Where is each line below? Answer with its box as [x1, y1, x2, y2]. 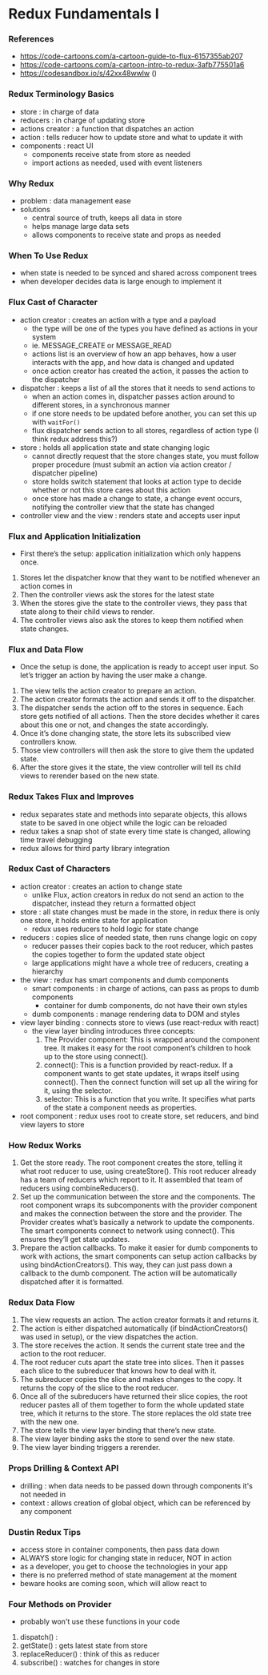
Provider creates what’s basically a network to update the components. [19, 1218, 254, 1227]
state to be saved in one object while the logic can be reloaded [19, 817, 227, 827]
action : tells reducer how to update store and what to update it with [19, 132, 244, 142]
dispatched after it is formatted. [19, 1277, 124, 1287]
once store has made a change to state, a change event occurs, [31, 493, 242, 503]
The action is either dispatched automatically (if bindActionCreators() [19, 1324, 249, 1333]
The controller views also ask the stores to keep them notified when [19, 615, 244, 625]
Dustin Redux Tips [8, 1526, 82, 1537]
